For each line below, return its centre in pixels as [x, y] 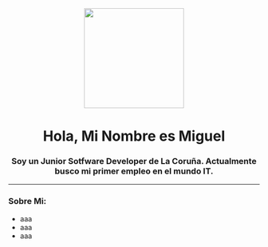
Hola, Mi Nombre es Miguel [134, 136]
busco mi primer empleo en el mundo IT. [134, 171]
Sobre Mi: [28, 201]
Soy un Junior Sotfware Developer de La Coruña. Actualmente [134, 161]
